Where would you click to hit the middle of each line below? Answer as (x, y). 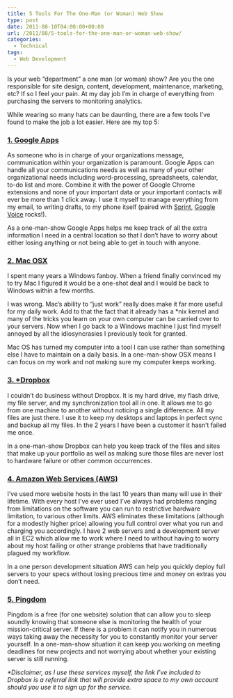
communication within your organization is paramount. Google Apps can (111, 163)
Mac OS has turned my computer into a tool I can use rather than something (116, 347)
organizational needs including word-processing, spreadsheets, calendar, (113, 178)
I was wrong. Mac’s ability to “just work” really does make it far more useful (115, 304)
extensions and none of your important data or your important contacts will (115, 192)
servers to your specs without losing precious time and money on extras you (117, 574)
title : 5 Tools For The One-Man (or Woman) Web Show (85, 14)
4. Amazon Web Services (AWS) (63, 479)
